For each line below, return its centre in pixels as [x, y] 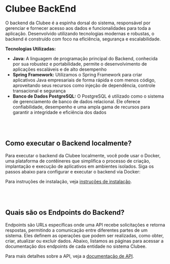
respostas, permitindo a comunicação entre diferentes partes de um [77, 230]
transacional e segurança [39, 91]
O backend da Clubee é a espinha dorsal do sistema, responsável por [78, 23]
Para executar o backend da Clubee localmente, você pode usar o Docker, [83, 155]
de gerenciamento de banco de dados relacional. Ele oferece [76, 101]
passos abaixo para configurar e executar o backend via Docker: [73, 171]
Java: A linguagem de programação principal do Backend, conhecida [85, 58]
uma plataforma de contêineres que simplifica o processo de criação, [78, 161]
